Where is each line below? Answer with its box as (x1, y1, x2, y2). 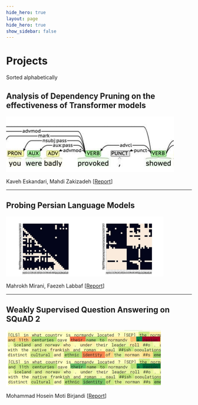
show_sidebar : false (6, 28, 57, 34)
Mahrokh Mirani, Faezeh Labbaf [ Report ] (6, 282, 105, 289)
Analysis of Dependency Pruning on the (6, 91, 156, 101)
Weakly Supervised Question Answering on (6, 305, 170, 315)
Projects (6, 54, 48, 68)
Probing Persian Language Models (6, 201, 136, 211)
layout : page (6, 15, 38, 22)
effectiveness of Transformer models (6, 100, 146, 110)
